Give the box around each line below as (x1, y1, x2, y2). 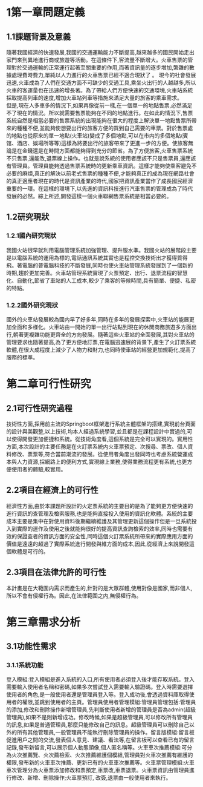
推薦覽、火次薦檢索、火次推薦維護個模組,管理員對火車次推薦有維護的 (22, 751, 193, 759)
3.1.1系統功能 (6, 661, 43, 670)
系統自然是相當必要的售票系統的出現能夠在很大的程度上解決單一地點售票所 (6, 117, 192, 124)
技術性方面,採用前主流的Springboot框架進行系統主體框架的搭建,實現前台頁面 (6, 420, 196, 427)
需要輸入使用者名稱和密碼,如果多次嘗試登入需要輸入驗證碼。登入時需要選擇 (6, 683, 193, 691)
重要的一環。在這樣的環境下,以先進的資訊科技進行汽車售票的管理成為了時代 (6, 185, 193, 192)
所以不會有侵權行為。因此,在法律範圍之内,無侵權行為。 (6, 591, 142, 599)
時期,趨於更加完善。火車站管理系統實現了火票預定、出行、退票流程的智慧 (6, 269, 188, 276)
